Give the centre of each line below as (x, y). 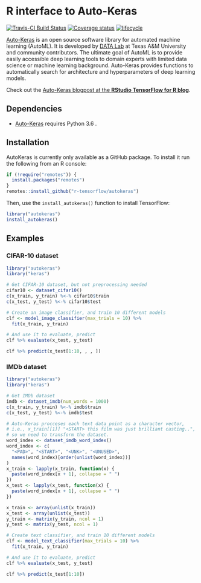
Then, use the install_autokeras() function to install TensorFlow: (88, 203)
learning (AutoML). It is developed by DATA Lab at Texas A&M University (96, 46)
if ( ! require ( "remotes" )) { (42, 174)
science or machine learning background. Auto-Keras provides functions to (100, 65)
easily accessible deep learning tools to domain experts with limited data (97, 59)
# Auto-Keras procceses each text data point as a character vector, (96, 424)
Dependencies (34, 109)
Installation (28, 142)
